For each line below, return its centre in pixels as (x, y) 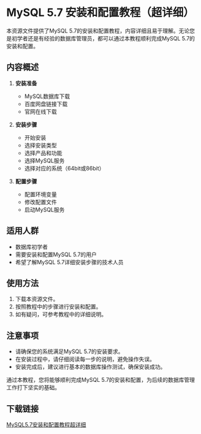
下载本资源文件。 (37, 299)
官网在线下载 (40, 112)
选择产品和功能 (43, 153)
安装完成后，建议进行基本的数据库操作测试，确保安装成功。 (90, 367)
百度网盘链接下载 (46, 104)
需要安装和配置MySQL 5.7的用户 (56, 254)
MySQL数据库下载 (47, 96)
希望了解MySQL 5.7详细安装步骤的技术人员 (69, 262)
